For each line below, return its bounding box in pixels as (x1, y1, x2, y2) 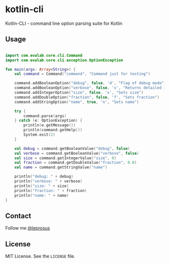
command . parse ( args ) (23, 113, 67, 119)
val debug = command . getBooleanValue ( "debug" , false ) (14, 146, 130, 151)
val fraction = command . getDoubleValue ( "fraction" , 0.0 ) (14, 160, 137, 165)
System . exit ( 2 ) (23, 132, 56, 137)
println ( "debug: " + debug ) (14, 174, 73, 179)
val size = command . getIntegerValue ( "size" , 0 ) (14, 156, 116, 161)
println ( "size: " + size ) (14, 183, 69, 189)
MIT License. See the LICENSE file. (5, 253, 76, 259)
